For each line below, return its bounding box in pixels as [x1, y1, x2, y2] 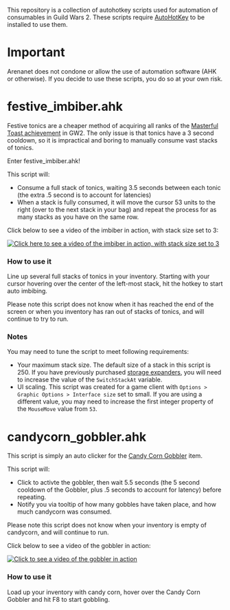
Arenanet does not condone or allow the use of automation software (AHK [7, 67, 217, 75]
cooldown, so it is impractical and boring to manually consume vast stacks [7, 136, 218, 144]
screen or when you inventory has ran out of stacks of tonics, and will [7, 308, 205, 316]
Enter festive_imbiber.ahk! [7, 156, 81, 165]
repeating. [16, 493, 47, 501]
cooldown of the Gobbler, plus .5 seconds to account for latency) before [16, 485, 222, 494]
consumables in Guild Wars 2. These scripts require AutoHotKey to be [7, 13, 205, 21]
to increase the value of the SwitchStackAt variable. [16, 375, 163, 384]
